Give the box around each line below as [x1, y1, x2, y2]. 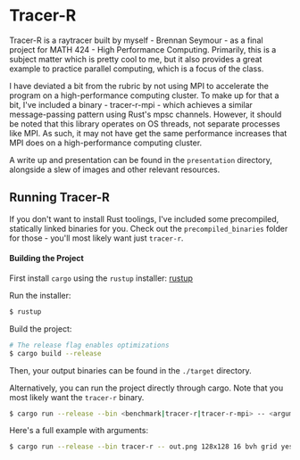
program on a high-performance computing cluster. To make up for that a [9, 90, 279, 101]
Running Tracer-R [9, 190, 110, 205]
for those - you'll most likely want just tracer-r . [9, 233, 184, 243]
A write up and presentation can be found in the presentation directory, [9, 154, 272, 165]
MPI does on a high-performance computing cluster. [9, 137, 203, 148]
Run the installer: [9, 290, 71, 300]
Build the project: [9, 323, 72, 334]
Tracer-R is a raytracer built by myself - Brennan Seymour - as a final [9, 35, 263, 45]
